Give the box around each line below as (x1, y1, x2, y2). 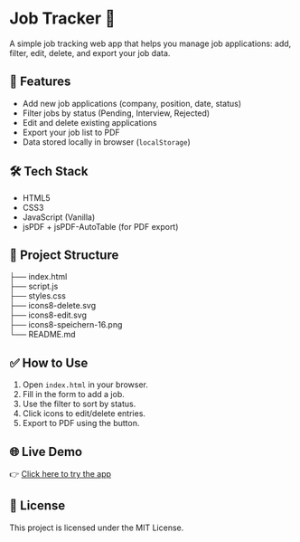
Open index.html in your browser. (22, 379, 149, 390)
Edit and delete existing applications (22, 117, 158, 128)
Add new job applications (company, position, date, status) (22, 98, 242, 109)
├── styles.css (9, 290, 66, 301)
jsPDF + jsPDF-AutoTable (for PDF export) (22, 221, 179, 232)
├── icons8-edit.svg (9, 309, 88, 320)
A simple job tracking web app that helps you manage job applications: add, (9, 38, 292, 49)
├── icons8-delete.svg (9, 300, 97, 311)
